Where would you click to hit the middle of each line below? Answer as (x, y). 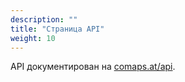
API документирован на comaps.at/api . (93, 67)
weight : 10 (33, 38)
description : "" (44, 19)
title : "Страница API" (57, 29)
